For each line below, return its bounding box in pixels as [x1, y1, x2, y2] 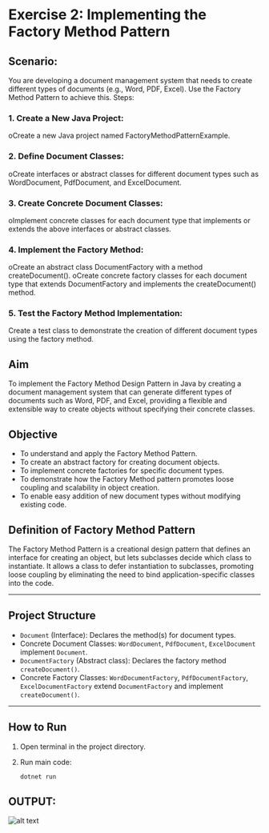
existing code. [19, 500, 66, 510]
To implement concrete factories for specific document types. [19, 466, 225, 475]
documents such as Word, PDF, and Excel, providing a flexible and [8, 396, 227, 406]
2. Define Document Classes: [8, 150, 124, 162]
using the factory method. [8, 334, 94, 344]
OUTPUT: [8, 795, 56, 808]
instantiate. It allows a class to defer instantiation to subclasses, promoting [8, 561, 255, 571]
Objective [8, 427, 58, 441]
